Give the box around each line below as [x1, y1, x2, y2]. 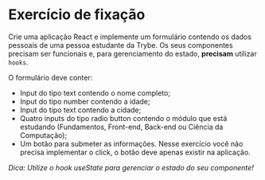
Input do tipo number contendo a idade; [19, 96, 150, 106]
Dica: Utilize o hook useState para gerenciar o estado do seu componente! [8, 162, 255, 172]
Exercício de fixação [8, 6, 146, 24]
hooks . [8, 57, 29, 67]
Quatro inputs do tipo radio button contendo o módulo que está [19, 113, 228, 123]
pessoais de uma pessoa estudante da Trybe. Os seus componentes [8, 40, 233, 49]
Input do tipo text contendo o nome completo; [19, 88, 171, 97]
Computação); [19, 130, 68, 140]
